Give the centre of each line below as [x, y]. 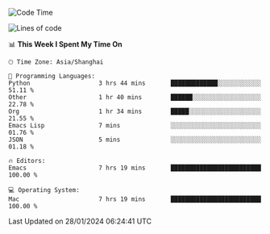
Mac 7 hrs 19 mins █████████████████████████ [135, 199]
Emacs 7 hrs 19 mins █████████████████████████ [135, 168]
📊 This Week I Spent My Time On [65, 44]
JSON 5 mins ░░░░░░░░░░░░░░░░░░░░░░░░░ [135, 140]
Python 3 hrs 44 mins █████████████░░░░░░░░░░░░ [135, 83]
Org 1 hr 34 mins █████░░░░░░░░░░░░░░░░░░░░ [135, 111]
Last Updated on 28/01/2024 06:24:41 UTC [80, 221]
